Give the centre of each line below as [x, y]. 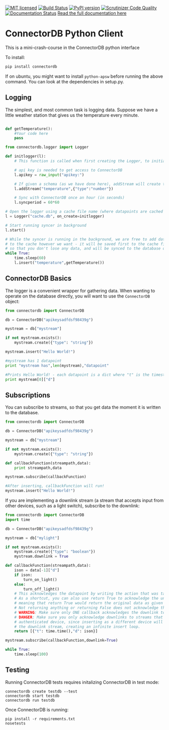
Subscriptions [28, 395]
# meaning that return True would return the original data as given [89, 603]
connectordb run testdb [30, 700]
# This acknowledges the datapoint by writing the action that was [86, 594]
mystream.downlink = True [41, 556]
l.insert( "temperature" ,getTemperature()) [59, 263]
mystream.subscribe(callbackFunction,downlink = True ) [62, 641]
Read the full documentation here [92, 13]
